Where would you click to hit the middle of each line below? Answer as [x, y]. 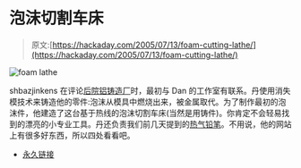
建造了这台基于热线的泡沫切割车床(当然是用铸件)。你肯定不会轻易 [161, 113]
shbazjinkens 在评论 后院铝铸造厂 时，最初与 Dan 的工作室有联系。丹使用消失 [150, 90]
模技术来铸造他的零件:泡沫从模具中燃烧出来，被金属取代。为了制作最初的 [144, 101]
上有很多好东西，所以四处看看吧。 [72, 135]
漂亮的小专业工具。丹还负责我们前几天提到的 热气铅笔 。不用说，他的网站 [158, 124]
